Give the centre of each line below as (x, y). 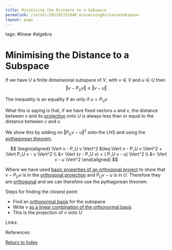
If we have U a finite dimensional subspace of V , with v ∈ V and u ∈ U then (85, 80)
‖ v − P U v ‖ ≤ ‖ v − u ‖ (86, 89)
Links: (12, 223)
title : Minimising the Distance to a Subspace (56, 10)
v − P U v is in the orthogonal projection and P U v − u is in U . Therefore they (83, 176)
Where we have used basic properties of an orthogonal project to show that (85, 169)
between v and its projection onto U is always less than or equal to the (80, 116)
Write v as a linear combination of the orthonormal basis (72, 207)
